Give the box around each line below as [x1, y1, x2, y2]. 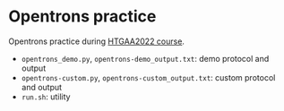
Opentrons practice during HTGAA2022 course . [8, 36, 185, 47]
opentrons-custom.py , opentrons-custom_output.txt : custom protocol [21, 72, 276, 82]
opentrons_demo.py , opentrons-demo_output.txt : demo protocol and [21, 53, 270, 64]
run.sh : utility [21, 91, 71, 102]
